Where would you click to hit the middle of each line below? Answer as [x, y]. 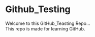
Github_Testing [38, 9]
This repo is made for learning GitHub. [45, 28]
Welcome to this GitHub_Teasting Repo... [48, 23]
